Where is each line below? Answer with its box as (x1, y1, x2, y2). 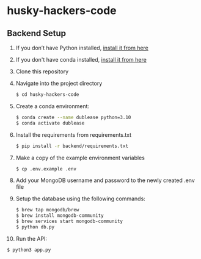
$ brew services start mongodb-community (15, 218, 123, 225)
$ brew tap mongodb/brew (15, 207, 79, 213)
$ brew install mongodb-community (15, 213, 104, 219)
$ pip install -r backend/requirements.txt (15, 143, 129, 149)
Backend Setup (7, 28, 67, 38)
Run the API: (15, 235, 48, 242)
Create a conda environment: (15, 102, 90, 110)
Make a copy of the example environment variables (15, 154, 145, 161)
